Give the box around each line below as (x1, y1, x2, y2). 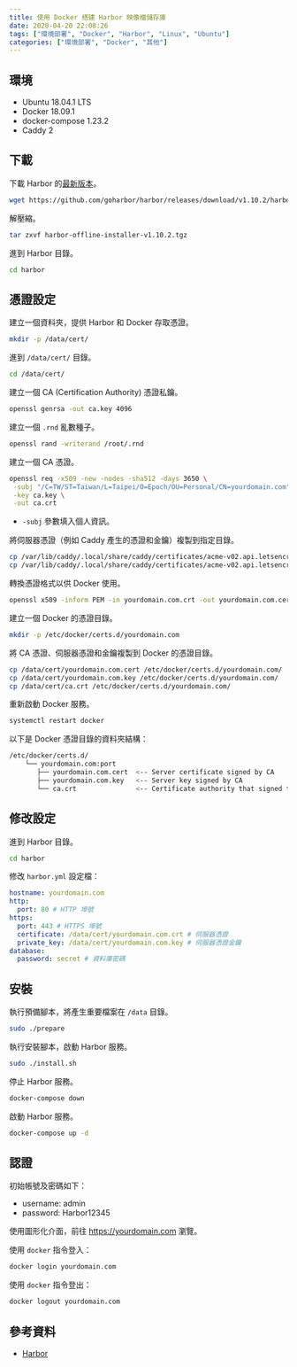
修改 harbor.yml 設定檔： (9, 871, 100, 882)
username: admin (21, 1198, 87, 1209)
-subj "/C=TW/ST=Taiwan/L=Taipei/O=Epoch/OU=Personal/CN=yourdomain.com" (12, 482, 291, 492)
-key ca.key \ (12, 491, 65, 500)
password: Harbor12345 (21, 1208, 110, 1218)
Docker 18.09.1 (21, 106, 75, 117)
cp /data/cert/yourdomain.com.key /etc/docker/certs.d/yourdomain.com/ (9, 673, 278, 682)
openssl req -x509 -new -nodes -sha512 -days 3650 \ (9, 474, 208, 483)
